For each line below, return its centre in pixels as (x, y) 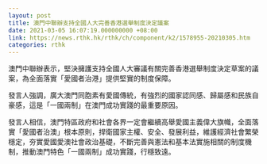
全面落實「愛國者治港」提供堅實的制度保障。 (102, 78)
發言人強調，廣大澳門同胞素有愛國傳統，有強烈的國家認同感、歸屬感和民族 (130, 95)
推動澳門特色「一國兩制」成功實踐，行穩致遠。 (99, 152)
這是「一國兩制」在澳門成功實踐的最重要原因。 (106, 105)
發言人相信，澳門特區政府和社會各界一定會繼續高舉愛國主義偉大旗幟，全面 (130, 122)
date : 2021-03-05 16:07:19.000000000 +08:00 (83, 30)
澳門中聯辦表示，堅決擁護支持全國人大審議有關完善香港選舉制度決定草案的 (130, 69)
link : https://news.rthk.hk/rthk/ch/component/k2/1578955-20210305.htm (129, 38)
